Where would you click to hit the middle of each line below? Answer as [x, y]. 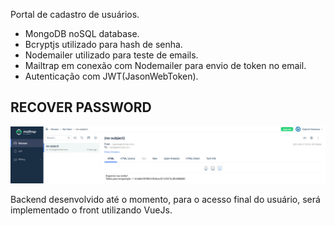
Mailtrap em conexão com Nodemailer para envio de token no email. [165, 65]
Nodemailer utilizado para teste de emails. [111, 55]
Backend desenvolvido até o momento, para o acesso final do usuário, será [165, 199]
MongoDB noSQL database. [82, 33]
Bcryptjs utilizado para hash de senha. [103, 44]
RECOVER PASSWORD [81, 107]
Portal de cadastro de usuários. [75, 14]
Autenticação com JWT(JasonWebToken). [111, 76]
